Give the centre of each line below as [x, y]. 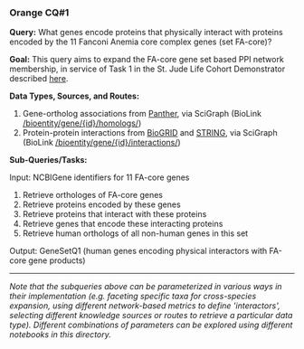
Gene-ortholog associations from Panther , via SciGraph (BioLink [142, 114]
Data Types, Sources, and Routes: [75, 96]
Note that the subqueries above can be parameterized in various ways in [146, 287]
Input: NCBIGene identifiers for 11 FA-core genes [100, 177]
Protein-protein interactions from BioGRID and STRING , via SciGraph [150, 133]
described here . [39, 79]
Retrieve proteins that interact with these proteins [114, 214]
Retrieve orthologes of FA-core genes [92, 195]
